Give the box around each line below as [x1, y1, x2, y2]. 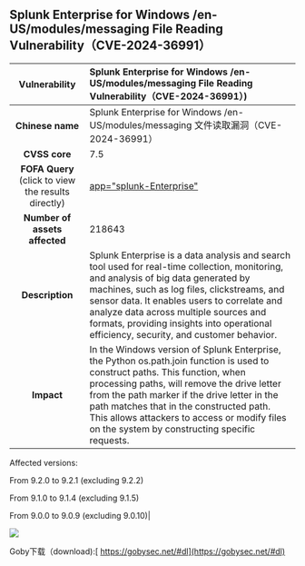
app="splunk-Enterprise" [89, 179, 199, 192]
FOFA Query [20, 163, 74, 175]
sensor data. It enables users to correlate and [89, 294, 283, 307]
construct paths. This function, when [89, 365, 247, 378]
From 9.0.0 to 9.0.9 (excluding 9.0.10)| [9, 510, 152, 521]
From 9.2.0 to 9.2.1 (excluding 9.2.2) [9, 474, 144, 485]
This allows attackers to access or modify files [89, 411, 288, 423]
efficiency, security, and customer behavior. [89, 328, 278, 341]
